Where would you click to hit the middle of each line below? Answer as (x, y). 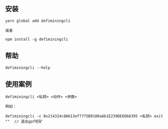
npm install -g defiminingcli (37, 39)
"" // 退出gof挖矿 (24, 121)
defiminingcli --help (28, 67)
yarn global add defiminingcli (38, 21)
